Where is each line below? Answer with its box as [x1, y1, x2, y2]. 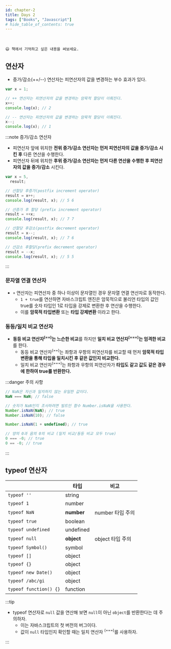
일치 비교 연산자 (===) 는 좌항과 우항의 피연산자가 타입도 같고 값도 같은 [20, 361, 157, 367]
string [65, 491, 79, 499]
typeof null [8, 535, 37, 542]
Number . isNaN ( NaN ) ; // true [5, 408, 65, 413]
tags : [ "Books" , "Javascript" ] [5, 17, 72, 22]
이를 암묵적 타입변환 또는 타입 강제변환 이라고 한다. [20, 309, 121, 315]
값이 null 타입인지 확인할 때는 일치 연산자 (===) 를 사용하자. [20, 628, 138, 635]
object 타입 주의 [94, 535, 132, 543]
